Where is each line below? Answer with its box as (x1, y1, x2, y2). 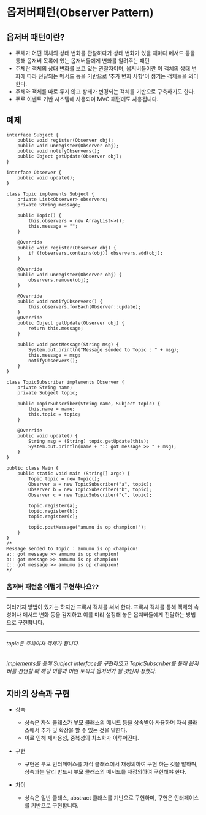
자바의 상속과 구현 (6, 688, 70, 699)
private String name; (17, 384, 72, 391)
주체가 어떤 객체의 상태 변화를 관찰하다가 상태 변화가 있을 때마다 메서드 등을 (15, 50, 196, 57)
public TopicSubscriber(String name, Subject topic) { (17, 400, 161, 407)
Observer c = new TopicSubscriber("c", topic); (28, 492, 152, 498)
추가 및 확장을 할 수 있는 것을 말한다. (40, 727, 128, 734)
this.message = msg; (28, 352, 81, 358)
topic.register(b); (28, 508, 78, 514)
